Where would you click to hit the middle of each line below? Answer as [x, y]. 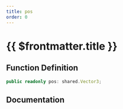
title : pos [20, 11]
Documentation [35, 100]
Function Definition [42, 68]
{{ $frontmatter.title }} [62, 46]
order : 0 [17, 17]
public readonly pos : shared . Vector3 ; [54, 81]
